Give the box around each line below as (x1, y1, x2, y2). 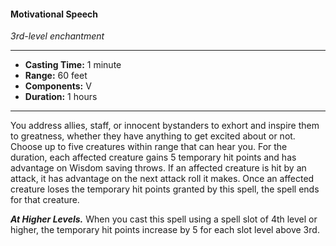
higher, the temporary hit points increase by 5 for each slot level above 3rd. (10, 224, 320, 236)
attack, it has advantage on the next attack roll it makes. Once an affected (10, 173, 315, 185)
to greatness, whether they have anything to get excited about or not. (10, 130, 296, 142)
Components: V (24, 80, 92, 92)
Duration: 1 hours (24, 91, 98, 103)
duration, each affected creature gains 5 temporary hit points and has (10, 151, 297, 164)
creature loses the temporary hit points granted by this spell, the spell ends (10, 183, 320, 195)
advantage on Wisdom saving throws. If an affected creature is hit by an (10, 162, 307, 174)
